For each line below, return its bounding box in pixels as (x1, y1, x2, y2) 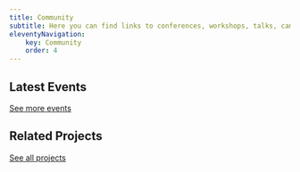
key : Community (25, 37, 82, 47)
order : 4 (25, 46, 58, 55)
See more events (9, 102, 71, 113)
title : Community (9, 12, 74, 22)
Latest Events (9, 79, 87, 94)
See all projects (9, 152, 67, 163)
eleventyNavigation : (9, 29, 87, 38)
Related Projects (9, 128, 103, 143)
